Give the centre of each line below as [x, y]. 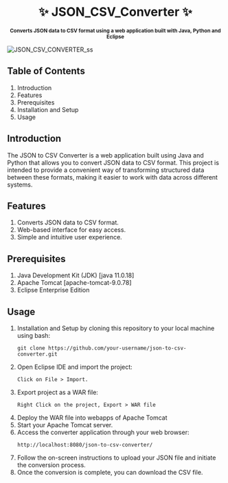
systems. [20, 184]
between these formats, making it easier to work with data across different [113, 177]
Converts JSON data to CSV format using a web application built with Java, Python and [115, 31]
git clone [31, 348]
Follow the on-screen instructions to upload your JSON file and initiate [116, 458]
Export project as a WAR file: [57, 392]
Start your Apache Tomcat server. [65, 425]
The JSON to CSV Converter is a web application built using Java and [105, 155]
